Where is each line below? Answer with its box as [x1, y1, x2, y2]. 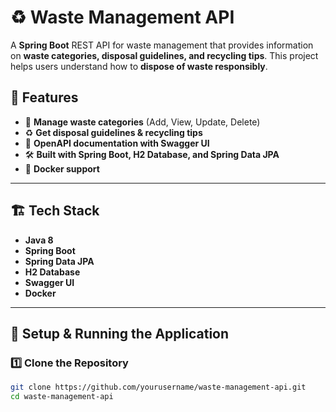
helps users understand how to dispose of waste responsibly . [10, 60, 268, 72]
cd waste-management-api [10, 392, 114, 402]
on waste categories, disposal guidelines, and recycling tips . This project [10, 49, 319, 61]
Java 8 [24, 234, 54, 246]
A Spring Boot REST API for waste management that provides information [10, 39, 314, 51]
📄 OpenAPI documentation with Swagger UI [24, 137, 210, 149]
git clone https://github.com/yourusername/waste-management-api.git [10, 382, 307, 393]
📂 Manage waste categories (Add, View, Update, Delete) [24, 116, 261, 128]
